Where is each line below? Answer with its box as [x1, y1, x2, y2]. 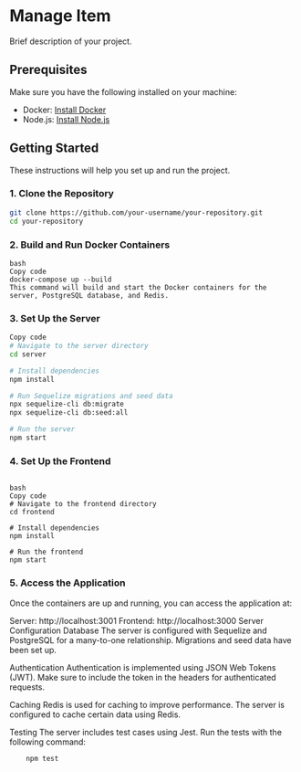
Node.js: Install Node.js [22, 113, 110, 124]
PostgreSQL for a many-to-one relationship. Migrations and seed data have [9, 634, 292, 645]
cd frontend [9, 508, 55, 517]
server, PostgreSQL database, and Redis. [9, 291, 170, 300]
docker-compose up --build [9, 275, 112, 284]
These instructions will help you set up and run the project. [9, 164, 231, 175]
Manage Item [9, 5, 111, 26]
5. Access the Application [9, 576, 126, 589]
